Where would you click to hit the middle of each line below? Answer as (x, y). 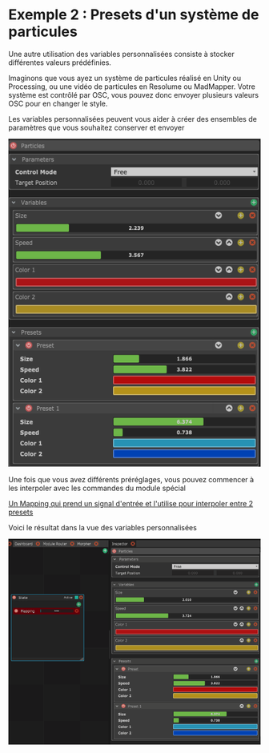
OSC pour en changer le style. (58, 103)
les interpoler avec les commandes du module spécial (97, 488)
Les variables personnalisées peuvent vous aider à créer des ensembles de (133, 119)
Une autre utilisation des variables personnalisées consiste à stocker (121, 54)
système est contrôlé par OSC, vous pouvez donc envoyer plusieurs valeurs (133, 95)
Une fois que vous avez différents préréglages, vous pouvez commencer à (131, 479)
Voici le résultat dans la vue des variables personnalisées (103, 527)
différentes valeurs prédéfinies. (60, 62)
